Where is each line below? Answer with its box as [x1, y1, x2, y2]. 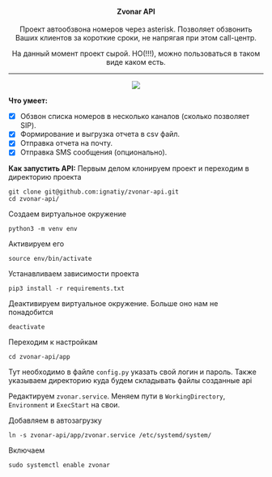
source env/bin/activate [8, 255, 92, 263]
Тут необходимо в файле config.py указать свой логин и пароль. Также [8, 367, 257, 377]
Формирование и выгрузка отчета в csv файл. [19, 130, 181, 139]
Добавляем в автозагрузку [8, 415, 103, 425]
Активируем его [8, 239, 65, 249]
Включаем [8, 445, 45, 455]
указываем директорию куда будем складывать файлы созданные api [8, 376, 253, 385]
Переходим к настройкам [8, 337, 99, 347]
